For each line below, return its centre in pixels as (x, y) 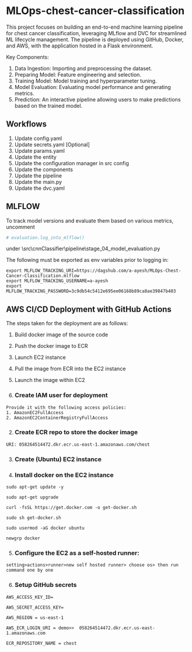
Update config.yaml (38, 138)
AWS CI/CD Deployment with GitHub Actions (89, 309)
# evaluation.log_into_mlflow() (45, 238)
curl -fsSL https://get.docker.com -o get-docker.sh (71, 508)
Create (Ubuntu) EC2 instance (58, 459)
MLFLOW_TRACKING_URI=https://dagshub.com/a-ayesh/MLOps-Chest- (103, 271)
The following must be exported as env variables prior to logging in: (87, 260)
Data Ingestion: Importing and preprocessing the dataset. (83, 68)
